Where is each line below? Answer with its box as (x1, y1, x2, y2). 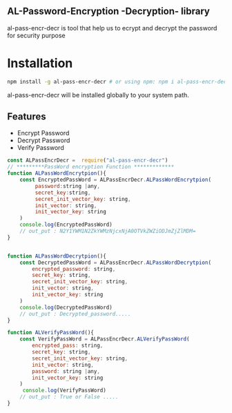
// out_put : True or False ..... (19, 394, 119, 401)
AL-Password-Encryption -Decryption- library (7, 6, 211, 17)
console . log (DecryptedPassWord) (19, 304, 113, 311)
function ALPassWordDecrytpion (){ (7, 252, 107, 260)
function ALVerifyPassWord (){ (7, 329, 95, 336)
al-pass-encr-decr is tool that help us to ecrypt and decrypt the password (7, 23, 217, 32)
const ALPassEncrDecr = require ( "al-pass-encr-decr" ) (7, 157, 168, 164)
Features (7, 111, 46, 123)
